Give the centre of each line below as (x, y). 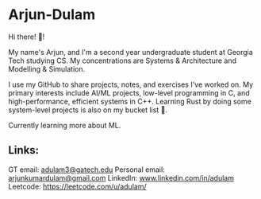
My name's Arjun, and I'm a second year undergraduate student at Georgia (131, 52)
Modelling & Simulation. (47, 68)
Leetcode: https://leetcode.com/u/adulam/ (77, 186)
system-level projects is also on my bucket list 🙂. (88, 110)
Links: (24, 150)
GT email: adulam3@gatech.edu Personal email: (86, 170)
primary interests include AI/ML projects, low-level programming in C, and (129, 92)
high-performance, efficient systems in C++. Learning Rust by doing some (130, 101)
